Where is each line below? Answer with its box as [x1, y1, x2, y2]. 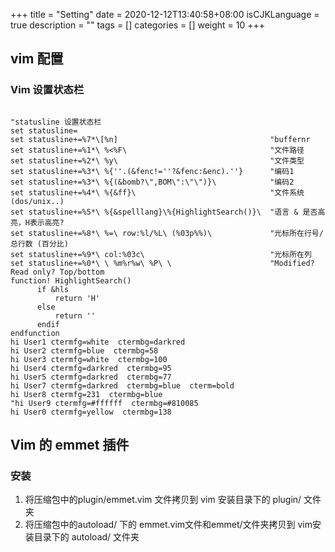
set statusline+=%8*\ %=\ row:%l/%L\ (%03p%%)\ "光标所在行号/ [10, 228, 324, 238]
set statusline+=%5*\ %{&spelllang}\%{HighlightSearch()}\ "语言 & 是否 [10, 207, 318, 217]
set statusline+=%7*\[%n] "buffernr [10, 134, 311, 144]
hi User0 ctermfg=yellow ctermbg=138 [10, 407, 172, 417]
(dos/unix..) [10, 196, 65, 206]
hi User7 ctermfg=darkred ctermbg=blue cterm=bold [10, 380, 235, 391]
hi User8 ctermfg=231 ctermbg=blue [10, 389, 163, 399]
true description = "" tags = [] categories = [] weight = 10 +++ [10, 19, 266, 31]
